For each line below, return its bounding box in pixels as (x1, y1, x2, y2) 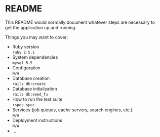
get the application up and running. (5, 24, 77, 30)
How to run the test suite (12, 96, 63, 102)
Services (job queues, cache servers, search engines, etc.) (12, 107, 133, 113)
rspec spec (12, 102, 35, 107)
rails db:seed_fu (12, 92, 48, 97)
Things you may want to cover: (5, 34, 68, 40)
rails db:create (12, 81, 46, 87)
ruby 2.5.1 (12, 50, 35, 55)
